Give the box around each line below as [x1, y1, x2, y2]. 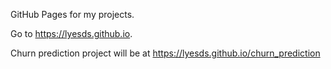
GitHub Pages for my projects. [10, 9, 135, 20]
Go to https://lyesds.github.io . [10, 28, 133, 39]
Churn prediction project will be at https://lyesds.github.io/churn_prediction [10, 47, 321, 59]
